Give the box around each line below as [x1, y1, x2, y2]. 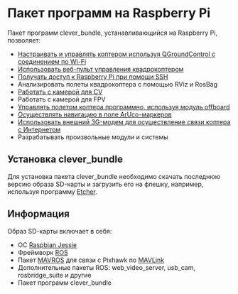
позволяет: [7, 36, 41, 44]
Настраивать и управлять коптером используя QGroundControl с [17, 50, 216, 58]
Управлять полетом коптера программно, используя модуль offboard [17, 102, 230, 111]
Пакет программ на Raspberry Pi [7, 5, 211, 21]
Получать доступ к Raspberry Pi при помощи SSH [17, 72, 168, 81]
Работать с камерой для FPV [17, 94, 106, 104]
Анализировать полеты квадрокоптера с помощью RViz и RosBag [17, 80, 218, 88]
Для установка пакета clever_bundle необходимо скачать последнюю [7, 172, 221, 180]
